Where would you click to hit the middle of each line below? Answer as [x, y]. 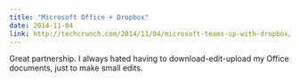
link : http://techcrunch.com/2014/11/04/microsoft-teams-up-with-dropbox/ [151, 34]
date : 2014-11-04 [41, 26]
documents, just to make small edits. [76, 68]
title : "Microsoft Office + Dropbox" [79, 17]
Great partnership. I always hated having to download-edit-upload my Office [149, 59]
